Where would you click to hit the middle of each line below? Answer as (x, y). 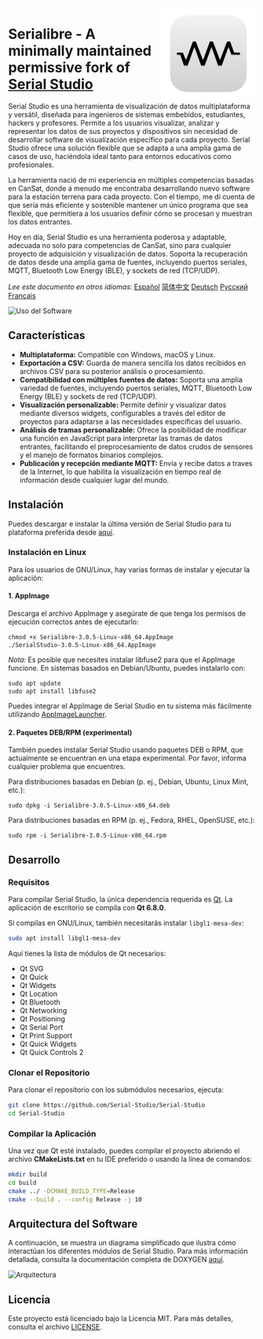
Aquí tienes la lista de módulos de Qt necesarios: (87, 953)
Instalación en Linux (47, 553)
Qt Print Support (46, 1035)
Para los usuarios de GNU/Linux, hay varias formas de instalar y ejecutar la (129, 569)
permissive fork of (69, 68)
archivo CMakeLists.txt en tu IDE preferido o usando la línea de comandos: (130, 1160)
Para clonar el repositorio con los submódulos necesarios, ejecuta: (116, 1090)
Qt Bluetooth (40, 1002)
